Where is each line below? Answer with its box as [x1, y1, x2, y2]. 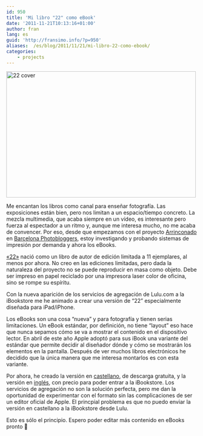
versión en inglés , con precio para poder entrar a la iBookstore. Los [6, 378, 175, 386]
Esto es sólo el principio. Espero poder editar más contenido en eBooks [6, 416, 185, 423]
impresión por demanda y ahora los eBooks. [6, 241, 117, 248]
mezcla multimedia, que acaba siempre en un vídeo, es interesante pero [6, 215, 186, 223]
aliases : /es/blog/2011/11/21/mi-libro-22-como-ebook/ [6, 43, 150, 49]
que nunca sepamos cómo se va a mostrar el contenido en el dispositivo [6, 328, 187, 335]
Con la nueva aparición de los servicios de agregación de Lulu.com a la [6, 290, 185, 298]
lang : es [6, 32, 28, 38]
